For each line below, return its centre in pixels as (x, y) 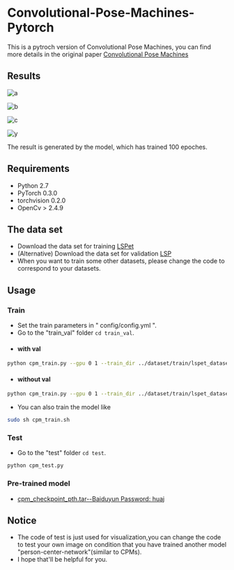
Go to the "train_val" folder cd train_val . (76, 333)
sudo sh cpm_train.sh (39, 420)
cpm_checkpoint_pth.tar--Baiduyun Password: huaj (91, 498)
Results (24, 76)
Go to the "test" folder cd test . (62, 453)
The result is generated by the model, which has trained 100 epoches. (107, 147)
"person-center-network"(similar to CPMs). (79, 552)
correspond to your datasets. (59, 269)
